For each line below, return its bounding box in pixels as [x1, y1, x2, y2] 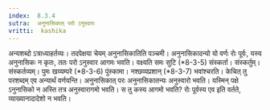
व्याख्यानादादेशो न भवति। [8, 94, 72, 104]
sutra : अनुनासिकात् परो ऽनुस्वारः [8, 19, 96, 27]
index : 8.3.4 [8, 11, 56, 20]
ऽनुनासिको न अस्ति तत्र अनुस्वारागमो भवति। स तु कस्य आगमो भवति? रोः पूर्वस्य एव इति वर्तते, [8, 85, 241, 95]
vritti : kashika [8, 26, 67, 35]
